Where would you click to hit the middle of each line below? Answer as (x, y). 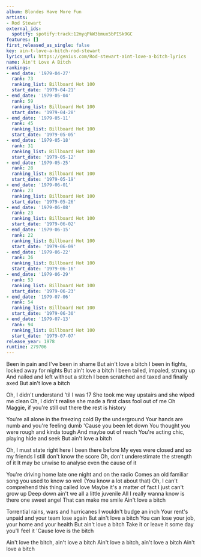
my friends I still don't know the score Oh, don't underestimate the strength (99, 457)
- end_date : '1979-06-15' (38, 230)
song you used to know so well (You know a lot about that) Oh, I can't (92, 481)
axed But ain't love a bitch (38, 383)
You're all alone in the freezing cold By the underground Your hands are (95, 419)
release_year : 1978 (31, 341)
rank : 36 (22, 258)
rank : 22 (22, 235)
